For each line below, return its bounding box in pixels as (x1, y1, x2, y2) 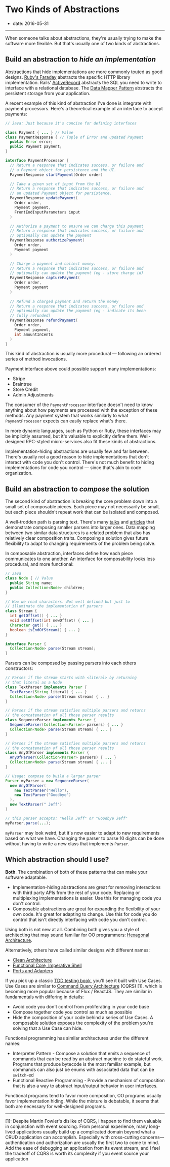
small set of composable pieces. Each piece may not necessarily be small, (5, 504, 160, 510)
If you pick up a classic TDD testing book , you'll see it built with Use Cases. (5, 977, 162, 984)
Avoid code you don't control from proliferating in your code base (12, 1003, 149, 1009)
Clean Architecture (12, 957, 52, 963)
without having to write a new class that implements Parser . (5, 840, 130, 847)
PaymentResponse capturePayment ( (10, 275, 80, 281)
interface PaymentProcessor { (5, 158, 69, 163)
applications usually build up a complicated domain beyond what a (16, 1128, 155, 1134)
